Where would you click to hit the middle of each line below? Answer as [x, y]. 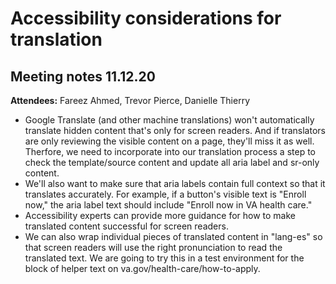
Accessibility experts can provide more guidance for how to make [160, 215]
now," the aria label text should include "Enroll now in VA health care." [168, 205]
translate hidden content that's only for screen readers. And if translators [175, 130]
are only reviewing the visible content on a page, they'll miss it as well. [169, 141]
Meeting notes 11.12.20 [83, 76]
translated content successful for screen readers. [126, 226]
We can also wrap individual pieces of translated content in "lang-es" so [173, 236]
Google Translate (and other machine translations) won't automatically [169, 120]
